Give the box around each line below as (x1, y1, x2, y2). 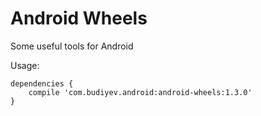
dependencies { (10, 78, 74, 89)
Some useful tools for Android (10, 40, 134, 52)
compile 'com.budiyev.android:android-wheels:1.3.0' (28, 87, 253, 97)
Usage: (10, 59, 40, 71)
